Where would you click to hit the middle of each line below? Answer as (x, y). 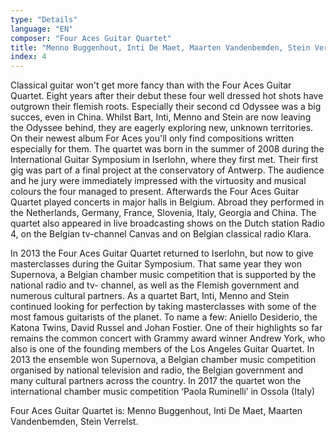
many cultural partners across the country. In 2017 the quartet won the (156, 381)
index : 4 (28, 57)
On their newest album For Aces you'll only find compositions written (152, 138)
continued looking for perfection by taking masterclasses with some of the (163, 307)
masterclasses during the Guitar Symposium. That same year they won (156, 264)
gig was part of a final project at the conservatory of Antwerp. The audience (167, 170)
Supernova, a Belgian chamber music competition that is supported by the (163, 275)
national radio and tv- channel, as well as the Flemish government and (155, 285)
